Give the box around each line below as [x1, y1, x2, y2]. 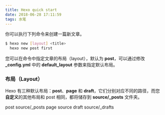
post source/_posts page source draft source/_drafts [5, 104, 114, 110]
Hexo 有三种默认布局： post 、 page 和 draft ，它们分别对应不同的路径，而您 [5, 88, 160, 94]
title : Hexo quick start [5, 7, 57, 13]
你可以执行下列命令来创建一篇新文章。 [5, 31, 84, 37]
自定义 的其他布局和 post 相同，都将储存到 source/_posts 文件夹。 [5, 94, 142, 100]
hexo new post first [10, 46, 53, 51]
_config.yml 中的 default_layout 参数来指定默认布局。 [5, 62, 118, 68]
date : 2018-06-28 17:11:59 [5, 12, 62, 17]
